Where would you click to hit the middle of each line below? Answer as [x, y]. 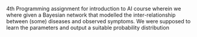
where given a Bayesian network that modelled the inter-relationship [91, 15]
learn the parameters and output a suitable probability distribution [88, 27]
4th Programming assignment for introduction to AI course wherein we [94, 9]
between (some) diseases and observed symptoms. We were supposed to [98, 21]
